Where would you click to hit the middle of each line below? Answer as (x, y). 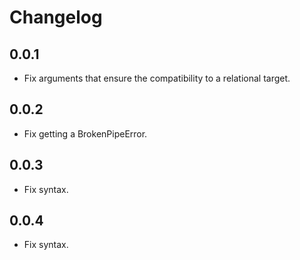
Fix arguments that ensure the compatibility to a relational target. (157, 78)
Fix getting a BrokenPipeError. (85, 133)
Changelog (56, 17)
